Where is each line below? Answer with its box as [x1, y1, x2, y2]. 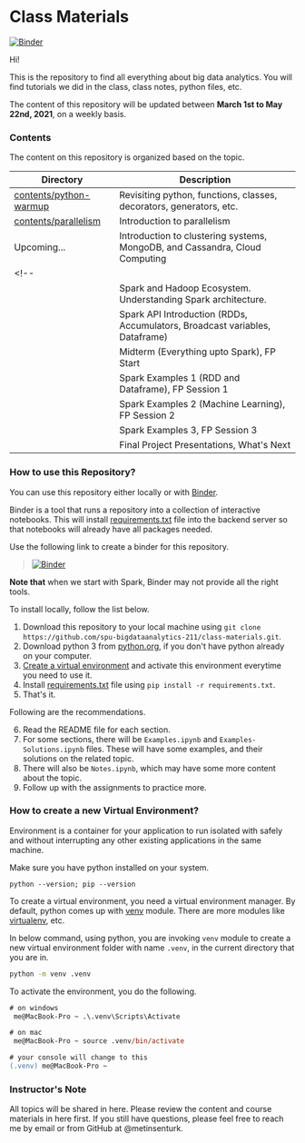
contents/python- [14, 189, 91, 202]
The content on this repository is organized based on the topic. [9, 152, 245, 163]
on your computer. [22, 650, 93, 661]
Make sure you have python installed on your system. [9, 861, 210, 873]
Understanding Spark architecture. [119, 293, 267, 306]
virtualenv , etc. [9, 915, 65, 926]
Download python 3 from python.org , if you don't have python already [22, 641, 285, 651]
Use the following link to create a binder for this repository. [9, 541, 230, 552]
